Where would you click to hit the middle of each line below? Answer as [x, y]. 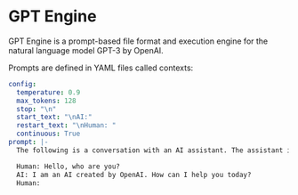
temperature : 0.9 [48, 92]
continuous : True [48, 134]
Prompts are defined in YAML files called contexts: [101, 68]
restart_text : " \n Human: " [66, 126]
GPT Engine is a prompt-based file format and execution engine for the [138, 41]
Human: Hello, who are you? [68, 167]
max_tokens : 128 [46, 101]
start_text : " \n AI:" [54, 118]
